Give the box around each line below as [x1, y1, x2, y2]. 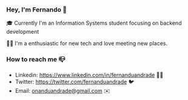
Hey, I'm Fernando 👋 [6, 5, 67, 14]
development [6, 28, 39, 36]
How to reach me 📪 [6, 55, 65, 64]
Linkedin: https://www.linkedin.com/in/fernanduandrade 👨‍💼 [15, 71, 164, 78]
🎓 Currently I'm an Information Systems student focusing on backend [6, 19, 182, 27]
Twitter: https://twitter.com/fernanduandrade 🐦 [15, 78, 135, 85]
